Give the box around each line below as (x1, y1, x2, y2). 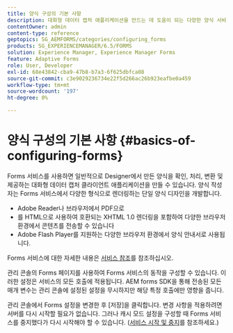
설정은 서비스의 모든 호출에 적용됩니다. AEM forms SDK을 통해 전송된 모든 (19, 277, 222, 286)
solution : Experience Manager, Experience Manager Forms (7, 49, 176, 56)
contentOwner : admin (7, 23, 67, 30)
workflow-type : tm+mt (7, 82, 70, 88)
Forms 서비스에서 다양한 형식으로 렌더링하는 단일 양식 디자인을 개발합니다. (19, 189, 222, 197)
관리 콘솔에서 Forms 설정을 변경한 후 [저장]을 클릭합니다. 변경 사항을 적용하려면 (7, 300, 223, 309)
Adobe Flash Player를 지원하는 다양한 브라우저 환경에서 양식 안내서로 (17, 230, 207, 238)
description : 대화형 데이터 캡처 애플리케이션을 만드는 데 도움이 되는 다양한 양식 (7, 17, 214, 24)
